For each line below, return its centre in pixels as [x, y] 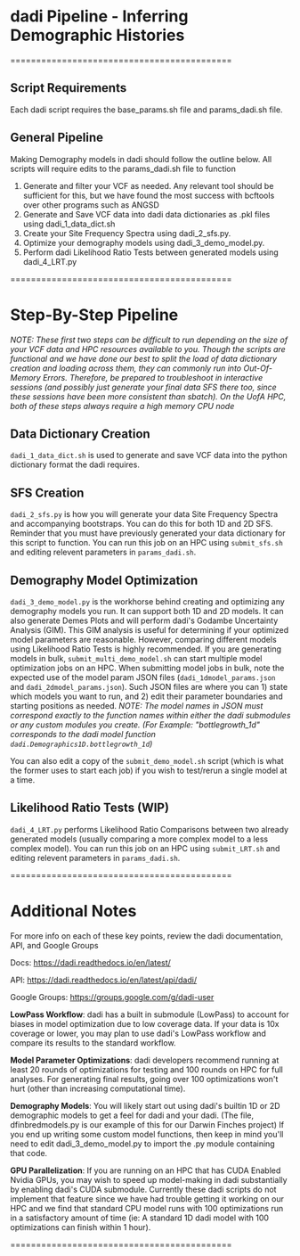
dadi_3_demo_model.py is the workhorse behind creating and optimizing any [148, 601]
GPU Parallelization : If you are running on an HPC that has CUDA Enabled [146, 1170]
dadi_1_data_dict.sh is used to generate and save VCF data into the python [149, 456]
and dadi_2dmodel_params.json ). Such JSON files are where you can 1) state [149, 686]
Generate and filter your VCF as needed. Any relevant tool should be [148, 185]
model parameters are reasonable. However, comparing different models [143, 639]
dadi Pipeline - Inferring [99, 16]
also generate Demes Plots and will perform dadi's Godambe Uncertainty [144, 620]
